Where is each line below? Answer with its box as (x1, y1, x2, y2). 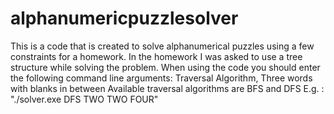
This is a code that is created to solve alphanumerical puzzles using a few (10, 40, 315, 52)
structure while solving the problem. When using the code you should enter (10, 61, 321, 73)
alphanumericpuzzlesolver (10, 7, 239, 30)
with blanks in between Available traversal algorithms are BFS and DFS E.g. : (10, 82, 325, 94)
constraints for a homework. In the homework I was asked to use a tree (10, 50, 303, 62)
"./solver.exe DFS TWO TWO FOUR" (10, 93, 159, 105)
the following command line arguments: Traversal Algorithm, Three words (10, 72, 313, 84)
